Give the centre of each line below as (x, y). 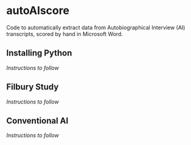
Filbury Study (33, 87)
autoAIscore (38, 11)
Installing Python (39, 53)
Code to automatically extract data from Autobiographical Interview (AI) (96, 27)
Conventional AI (37, 120)
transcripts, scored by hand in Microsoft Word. (65, 34)
